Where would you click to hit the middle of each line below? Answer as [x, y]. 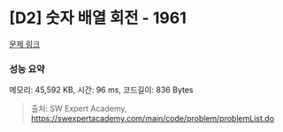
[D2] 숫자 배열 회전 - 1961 [98, 18]
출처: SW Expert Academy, [79, 109]
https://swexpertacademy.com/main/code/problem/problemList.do [153, 119]
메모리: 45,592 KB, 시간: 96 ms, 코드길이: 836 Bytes [101, 90]
